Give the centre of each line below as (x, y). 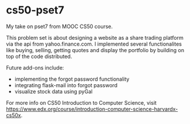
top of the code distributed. (39, 56)
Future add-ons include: (35, 67)
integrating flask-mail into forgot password (66, 85)
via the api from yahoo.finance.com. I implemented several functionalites (94, 44)
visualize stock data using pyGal (53, 91)
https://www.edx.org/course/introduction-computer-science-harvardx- (92, 109)
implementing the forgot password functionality (72, 79)
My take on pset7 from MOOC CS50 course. (60, 26)
